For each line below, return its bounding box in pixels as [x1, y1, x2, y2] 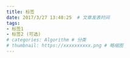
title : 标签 [6, 8, 35, 15]
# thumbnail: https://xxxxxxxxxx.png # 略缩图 [6, 43, 123, 49]
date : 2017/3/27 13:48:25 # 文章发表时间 [6, 14, 110, 21]
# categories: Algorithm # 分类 [6, 37, 86, 43]
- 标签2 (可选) [6, 31, 41, 37]
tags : [6, 20, 20, 26]
